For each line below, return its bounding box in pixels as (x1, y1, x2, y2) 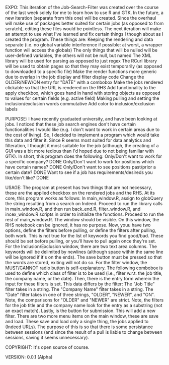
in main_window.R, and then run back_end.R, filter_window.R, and (5, 206, 141, 212)
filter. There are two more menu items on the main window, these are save (5, 313, 159, 319)
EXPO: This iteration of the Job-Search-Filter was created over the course (5, 5, 159, 10)
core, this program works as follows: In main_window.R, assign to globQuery (5, 195, 163, 201)
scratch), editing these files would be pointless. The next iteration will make (5, 26, 162, 32)
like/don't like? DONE (5, 175, 49, 180)
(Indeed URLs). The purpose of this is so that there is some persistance (5, 324, 153, 330)
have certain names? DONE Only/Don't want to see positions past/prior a (5, 164, 156, 170)
